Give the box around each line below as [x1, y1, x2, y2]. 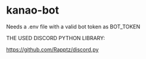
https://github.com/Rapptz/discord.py [6, 45, 99, 53]
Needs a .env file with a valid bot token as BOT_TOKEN [6, 23, 141, 30]
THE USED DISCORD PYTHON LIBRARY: [6, 34, 105, 41]
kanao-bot [6, 4, 60, 17]
